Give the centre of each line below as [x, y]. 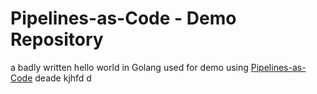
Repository [57, 39]
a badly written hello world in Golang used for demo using [129, 67]
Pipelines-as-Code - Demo [123, 18]
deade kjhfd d [63, 78]
